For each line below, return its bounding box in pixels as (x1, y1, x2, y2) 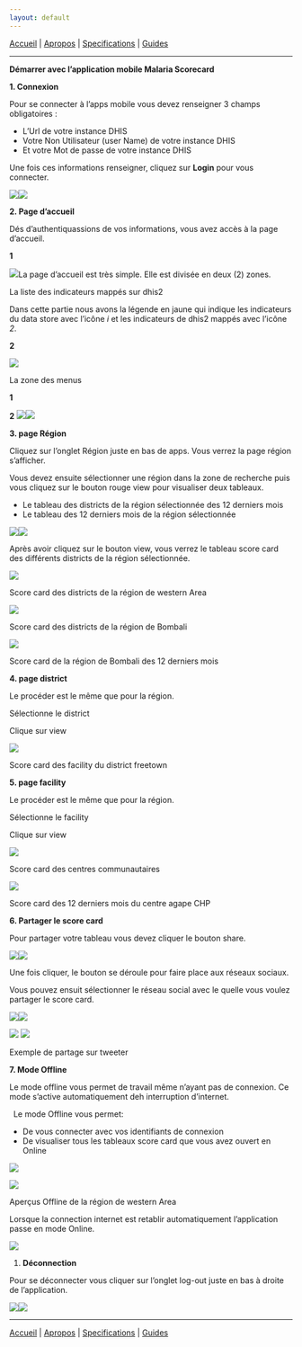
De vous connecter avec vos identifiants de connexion (22, 1126, 225, 1137)
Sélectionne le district (9, 708, 90, 718)
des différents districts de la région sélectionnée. (9, 552, 191, 563)
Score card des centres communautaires (9, 863, 160, 874)
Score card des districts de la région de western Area (9, 586, 207, 598)
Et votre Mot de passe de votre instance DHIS (22, 145, 191, 156)
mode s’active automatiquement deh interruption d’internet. (9, 1091, 229, 1102)
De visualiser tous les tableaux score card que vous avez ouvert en (22, 1135, 271, 1146)
